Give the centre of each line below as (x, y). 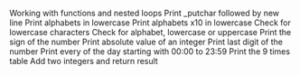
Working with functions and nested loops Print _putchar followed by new (145, 13)
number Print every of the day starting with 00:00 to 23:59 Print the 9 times (150, 52)
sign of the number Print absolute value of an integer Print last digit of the (146, 42)
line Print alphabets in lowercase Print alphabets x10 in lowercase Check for (150, 23)
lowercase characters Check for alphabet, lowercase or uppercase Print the (150, 32)
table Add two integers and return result (84, 61)
